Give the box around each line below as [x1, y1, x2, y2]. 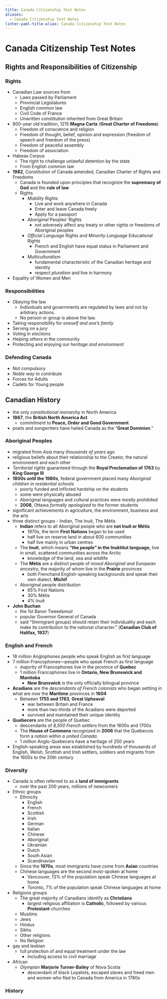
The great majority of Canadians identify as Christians [19, 895, 132, 901]
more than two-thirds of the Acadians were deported [27, 706, 136, 713]
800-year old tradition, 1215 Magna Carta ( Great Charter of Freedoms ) [12, 121, 159, 127]
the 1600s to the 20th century [12, 754, 74, 760]
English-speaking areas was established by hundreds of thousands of [12, 744, 156, 750]
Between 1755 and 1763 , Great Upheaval [19, 696, 105, 702]
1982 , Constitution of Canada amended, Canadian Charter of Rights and [12, 169, 161, 175]
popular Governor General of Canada [19, 613, 96, 619]
